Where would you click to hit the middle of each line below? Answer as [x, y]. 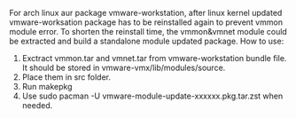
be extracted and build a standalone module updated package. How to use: [147, 41]
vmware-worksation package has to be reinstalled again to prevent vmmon [146, 22]
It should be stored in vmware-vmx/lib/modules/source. [124, 67]
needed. [37, 105]
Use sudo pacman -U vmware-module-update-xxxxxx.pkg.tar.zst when [152, 96]
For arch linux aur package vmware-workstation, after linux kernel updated [146, 13]
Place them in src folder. [66, 77]
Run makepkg [47, 87]
